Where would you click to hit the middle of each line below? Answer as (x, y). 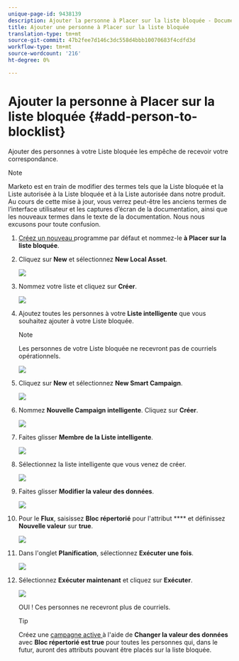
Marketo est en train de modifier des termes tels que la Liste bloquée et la (116, 186)
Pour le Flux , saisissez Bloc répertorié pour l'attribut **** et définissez (122, 518)
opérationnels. (39, 356)
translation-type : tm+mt (45, 34)
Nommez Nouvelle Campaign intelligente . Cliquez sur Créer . (108, 410)
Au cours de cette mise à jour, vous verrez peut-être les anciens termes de (117, 201)
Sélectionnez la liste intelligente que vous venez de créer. (102, 464)
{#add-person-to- (143, 116)
